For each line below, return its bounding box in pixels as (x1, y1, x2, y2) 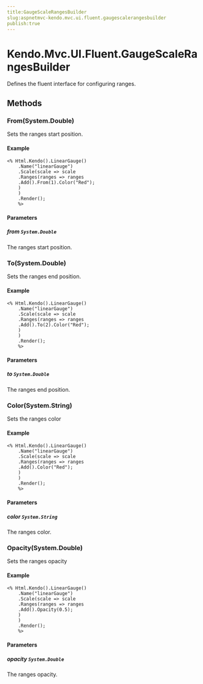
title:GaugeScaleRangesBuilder (7, 9, 87, 15)
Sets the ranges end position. (7, 273, 82, 280)
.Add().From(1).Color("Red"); (18, 179, 96, 186)
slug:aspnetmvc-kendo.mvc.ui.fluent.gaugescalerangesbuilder (7, 15, 167, 21)
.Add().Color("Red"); (18, 464, 73, 470)
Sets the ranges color (7, 415, 61, 422)
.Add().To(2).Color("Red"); (18, 322, 90, 328)
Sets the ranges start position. (7, 130, 83, 138)
